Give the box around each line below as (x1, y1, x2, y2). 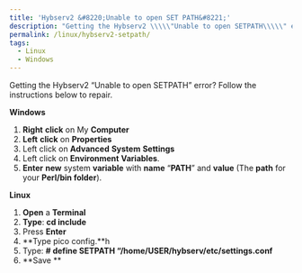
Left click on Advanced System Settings (22, 143, 175, 154)
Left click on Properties (22, 134, 112, 144)
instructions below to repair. (9, 89, 113, 100)
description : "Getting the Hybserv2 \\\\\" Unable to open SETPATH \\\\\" (9, 22, 288, 31)
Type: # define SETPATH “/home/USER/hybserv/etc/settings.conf (22, 245, 273, 256)
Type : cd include (22, 217, 87, 227)
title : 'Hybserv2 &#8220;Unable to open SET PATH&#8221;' (9, 13, 231, 23)
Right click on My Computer (22, 124, 129, 135)
